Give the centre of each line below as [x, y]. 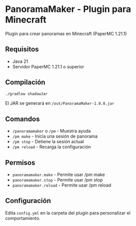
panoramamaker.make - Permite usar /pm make [59, 175]
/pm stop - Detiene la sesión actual [48, 142]
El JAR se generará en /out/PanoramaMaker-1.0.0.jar [60, 103]
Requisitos [22, 49]
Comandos [22, 119]
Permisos [20, 162]
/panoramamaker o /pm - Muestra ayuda [52, 131]
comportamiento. [23, 218]
